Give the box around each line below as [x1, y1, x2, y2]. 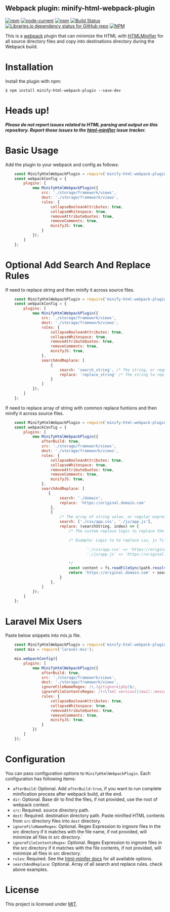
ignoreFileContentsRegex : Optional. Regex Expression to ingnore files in [12, 839, 162, 846]
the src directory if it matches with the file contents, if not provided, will [12, 845, 161, 851]
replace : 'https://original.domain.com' [59, 500, 146, 505]
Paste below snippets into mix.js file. [5, 632, 81, 638]
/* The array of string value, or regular [59, 515, 151, 520]
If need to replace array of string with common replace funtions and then [5, 404, 157, 411]
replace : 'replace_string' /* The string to [59, 372, 155, 377]
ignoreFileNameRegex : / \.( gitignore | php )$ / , [41, 685, 137, 690]
